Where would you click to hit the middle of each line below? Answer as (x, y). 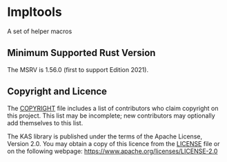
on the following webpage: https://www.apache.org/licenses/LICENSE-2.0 (112, 151)
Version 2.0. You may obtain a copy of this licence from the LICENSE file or (113, 143)
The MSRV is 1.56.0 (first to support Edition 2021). (78, 69)
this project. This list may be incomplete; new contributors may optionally (111, 116)
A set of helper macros (40, 31)
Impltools (34, 12)
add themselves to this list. (45, 123)
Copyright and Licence (57, 92)
